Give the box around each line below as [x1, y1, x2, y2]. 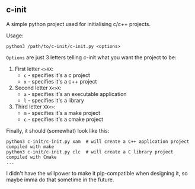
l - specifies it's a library [23, 97, 84, 104]
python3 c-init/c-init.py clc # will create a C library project [6, 149, 174, 155]
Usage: [6, 32, 24, 39]
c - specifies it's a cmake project [23, 116, 104, 123]
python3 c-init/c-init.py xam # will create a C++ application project [6, 139, 190, 145]
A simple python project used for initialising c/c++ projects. [6, 20, 151, 27]
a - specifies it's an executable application [23, 90, 127, 97]
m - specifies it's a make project [23, 109, 101, 116]
